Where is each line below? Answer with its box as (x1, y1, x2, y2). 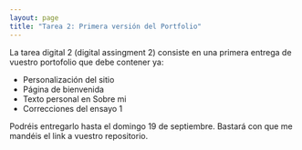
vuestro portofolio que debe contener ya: (9, 56, 164, 67)
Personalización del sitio (22, 74, 115, 85)
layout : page (9, 13, 59, 23)
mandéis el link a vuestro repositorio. (9, 130, 149, 141)
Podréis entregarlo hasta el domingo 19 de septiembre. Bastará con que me (9, 120, 294, 132)
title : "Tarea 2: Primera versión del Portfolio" (9, 22, 203, 31)
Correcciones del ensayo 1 (22, 103, 123, 114)
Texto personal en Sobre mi (22, 93, 127, 105)
